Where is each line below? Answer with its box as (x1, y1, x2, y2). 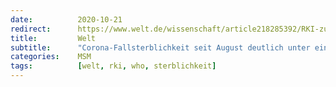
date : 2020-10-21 (10, 14, 123, 25)
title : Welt (10, 33, 97, 43)
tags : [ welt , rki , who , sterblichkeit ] (10, 61, 217, 71)
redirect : (10, 24, 52, 34)
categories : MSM (10, 52, 92, 62)
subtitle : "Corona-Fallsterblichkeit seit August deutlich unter (10, 42, 311, 53)
